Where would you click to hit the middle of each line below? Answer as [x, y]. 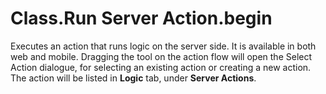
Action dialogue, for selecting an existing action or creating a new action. [161, 67]
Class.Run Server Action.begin [141, 18]
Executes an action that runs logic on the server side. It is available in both [163, 46]
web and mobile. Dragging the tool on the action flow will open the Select [161, 56]
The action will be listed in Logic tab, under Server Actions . [133, 78]
